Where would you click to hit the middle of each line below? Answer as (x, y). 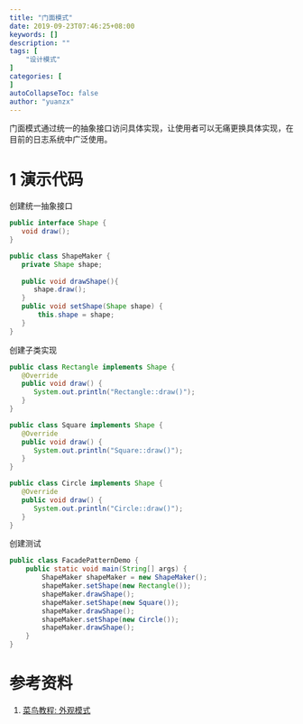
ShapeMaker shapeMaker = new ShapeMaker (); (124, 578)
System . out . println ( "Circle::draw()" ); (108, 509)
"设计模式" (43, 60)
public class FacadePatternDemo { (74, 561)
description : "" (40, 43)
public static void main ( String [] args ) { (106, 569)
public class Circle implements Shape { (87, 483)
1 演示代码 (46, 179)
